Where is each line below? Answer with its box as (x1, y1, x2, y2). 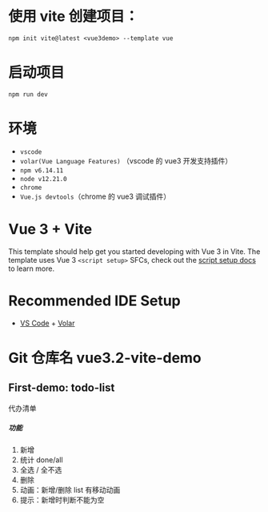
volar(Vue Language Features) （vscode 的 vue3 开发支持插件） (19, 155, 233, 165)
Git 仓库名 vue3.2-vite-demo (8, 349, 202, 367)
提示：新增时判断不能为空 (19, 494, 105, 505)
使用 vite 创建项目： (8, 7, 139, 26)
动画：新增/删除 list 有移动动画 (19, 485, 121, 494)
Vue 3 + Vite (8, 220, 93, 238)
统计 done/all (19, 454, 63, 465)
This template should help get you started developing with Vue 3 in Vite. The (8, 246, 261, 256)
